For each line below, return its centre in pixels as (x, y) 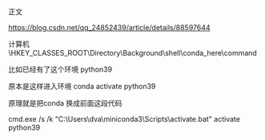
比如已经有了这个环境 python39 (60, 69)
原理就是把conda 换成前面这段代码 (65, 103)
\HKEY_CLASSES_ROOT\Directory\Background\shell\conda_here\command (133, 53)
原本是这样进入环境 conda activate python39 (82, 86)
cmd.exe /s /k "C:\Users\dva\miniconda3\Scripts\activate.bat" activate (124, 119)
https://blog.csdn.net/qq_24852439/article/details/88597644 (109, 27)
